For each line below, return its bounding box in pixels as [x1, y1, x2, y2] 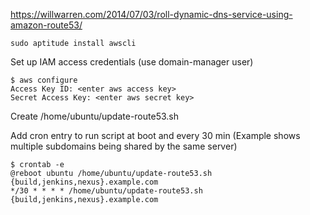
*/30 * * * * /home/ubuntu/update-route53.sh [10, 186, 203, 196]
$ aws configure [10, 75, 78, 85]
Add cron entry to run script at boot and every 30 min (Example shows [10, 130, 301, 141]
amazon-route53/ [10, 19, 83, 31]
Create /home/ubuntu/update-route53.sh [10, 110, 179, 122]
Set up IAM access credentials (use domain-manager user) [10, 56, 254, 68]
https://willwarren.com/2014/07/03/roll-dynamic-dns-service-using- [10, 9, 293, 20]
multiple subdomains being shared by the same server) [10, 140, 238, 152]
